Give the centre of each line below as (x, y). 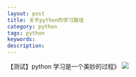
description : (26, 46)
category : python (32, 26)
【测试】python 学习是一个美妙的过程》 (63, 66)
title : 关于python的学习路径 (46, 20)
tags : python (26, 33)
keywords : (22, 40)
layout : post (26, 14)
